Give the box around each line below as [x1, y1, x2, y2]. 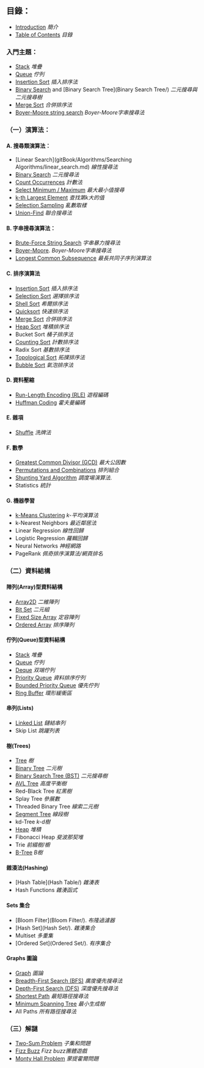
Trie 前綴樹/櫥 [15, 841, 50, 849]
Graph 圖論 [15, 969, 44, 977]
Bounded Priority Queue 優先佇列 [15, 681, 100, 688]
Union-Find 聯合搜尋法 [15, 209, 72, 216]
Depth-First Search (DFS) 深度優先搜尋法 [15, 985, 118, 992]
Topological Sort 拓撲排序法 [15, 353, 86, 360]
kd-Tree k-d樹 [15, 818, 51, 826]
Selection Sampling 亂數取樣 [15, 202, 87, 209]
